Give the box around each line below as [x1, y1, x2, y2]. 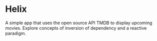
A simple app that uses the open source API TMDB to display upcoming [5, 20, 152, 26]
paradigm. [5, 30, 26, 36]
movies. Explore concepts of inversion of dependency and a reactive [5, 25, 147, 31]
